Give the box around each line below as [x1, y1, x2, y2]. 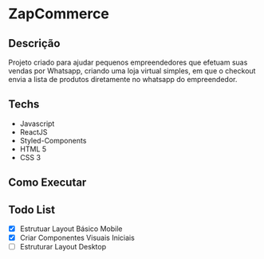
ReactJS [19, 127, 48, 136]
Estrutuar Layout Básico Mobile [19, 224, 123, 233]
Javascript [19, 119, 55, 128]
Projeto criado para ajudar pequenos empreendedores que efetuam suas [8, 57, 248, 67]
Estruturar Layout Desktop [19, 242, 107, 252]
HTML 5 [19, 144, 47, 154]
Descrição [8, 37, 61, 50]
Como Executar [8, 176, 87, 190]
